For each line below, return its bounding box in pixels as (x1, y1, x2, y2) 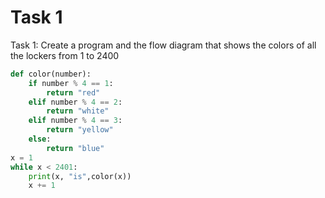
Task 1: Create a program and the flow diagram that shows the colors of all (10, 39, 317, 51)
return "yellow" (46, 125, 114, 135)
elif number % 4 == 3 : (28, 116, 123, 126)
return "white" (46, 106, 110, 116)
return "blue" (46, 143, 105, 153)
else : (28, 134, 52, 145)
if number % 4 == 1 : (28, 78, 114, 88)
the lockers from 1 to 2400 (10, 49, 120, 61)
